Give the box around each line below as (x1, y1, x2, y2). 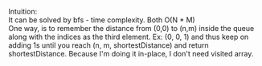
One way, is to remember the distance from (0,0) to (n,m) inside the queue (8, 24, 255, 33)
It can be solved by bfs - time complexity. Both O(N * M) (8, 15, 195, 25)
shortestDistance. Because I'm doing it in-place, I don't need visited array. (8, 49, 254, 58)
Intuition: (8, 7, 38, 16)
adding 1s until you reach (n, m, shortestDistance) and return (8, 41, 209, 50)
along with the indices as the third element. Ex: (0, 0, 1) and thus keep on (8, 32, 249, 41)
